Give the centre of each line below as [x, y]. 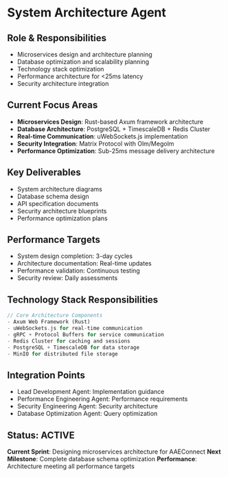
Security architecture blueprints [62, 211]
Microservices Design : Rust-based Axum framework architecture [110, 121]
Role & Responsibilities [57, 38]
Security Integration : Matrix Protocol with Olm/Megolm [95, 143]
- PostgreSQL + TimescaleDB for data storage [73, 347]
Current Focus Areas [53, 105]
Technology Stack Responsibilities [83, 300]
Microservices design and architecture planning [84, 54]
